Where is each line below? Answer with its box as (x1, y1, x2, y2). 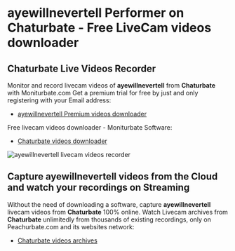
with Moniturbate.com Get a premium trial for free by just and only (7, 89, 199, 97)
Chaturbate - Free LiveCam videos (7, 20, 212, 36)
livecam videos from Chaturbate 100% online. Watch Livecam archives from (7, 208, 228, 216)
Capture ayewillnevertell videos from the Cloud (7, 170, 218, 183)
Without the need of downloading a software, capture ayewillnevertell (7, 200, 211, 208)
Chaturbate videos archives (17, 236, 98, 245)
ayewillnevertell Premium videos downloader (17, 110, 147, 118)
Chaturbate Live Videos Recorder (7, 62, 156, 74)
